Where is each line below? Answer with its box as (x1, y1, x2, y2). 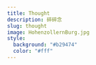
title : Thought (7, 9, 50, 17)
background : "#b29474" (13, 41, 78, 48)
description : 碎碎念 (7, 16, 63, 23)
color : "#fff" (13, 48, 53, 55)
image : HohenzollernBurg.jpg (7, 28, 90, 36)
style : (7, 35, 26, 42)
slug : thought (7, 22, 48, 29)
